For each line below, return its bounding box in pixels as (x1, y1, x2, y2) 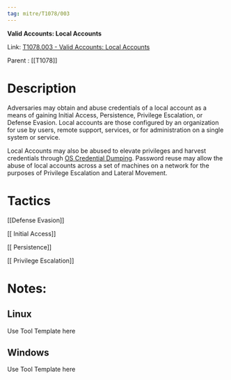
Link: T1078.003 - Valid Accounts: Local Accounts (7, 42, 150, 51)
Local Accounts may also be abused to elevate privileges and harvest (7, 147, 207, 155)
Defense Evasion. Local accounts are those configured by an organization (7, 118, 219, 126)
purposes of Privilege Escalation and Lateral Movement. (7, 168, 168, 177)
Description (7, 81, 77, 96)
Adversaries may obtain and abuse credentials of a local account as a (7, 104, 207, 112)
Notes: (7, 281, 47, 296)
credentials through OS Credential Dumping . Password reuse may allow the (7, 154, 223, 162)
